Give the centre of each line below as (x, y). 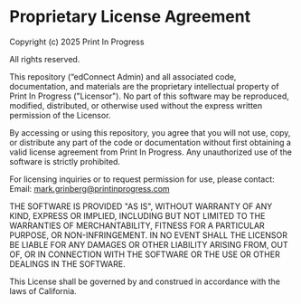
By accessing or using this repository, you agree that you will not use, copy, (150, 132)
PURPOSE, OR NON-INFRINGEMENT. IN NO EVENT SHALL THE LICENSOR (148, 235)
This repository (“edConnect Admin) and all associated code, (123, 76)
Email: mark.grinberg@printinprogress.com (89, 188)
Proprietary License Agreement (130, 17)
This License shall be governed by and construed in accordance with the (145, 281)
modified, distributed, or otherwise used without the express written (136, 105)
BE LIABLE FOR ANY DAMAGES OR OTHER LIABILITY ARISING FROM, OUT (149, 244)
